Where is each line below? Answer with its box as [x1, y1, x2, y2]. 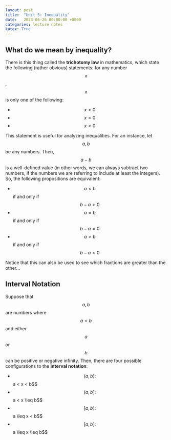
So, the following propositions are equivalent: [5, 175, 101, 182]
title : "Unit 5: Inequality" [5, 12, 70, 17]
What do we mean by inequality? [5, 46, 112, 54]
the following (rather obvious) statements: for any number [5, 65, 127, 71]
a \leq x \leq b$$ [12, 429, 48, 435]
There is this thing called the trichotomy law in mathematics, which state [5, 59, 160, 65]
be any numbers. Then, [5, 148, 55, 154]
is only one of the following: [5, 96, 64, 103]
